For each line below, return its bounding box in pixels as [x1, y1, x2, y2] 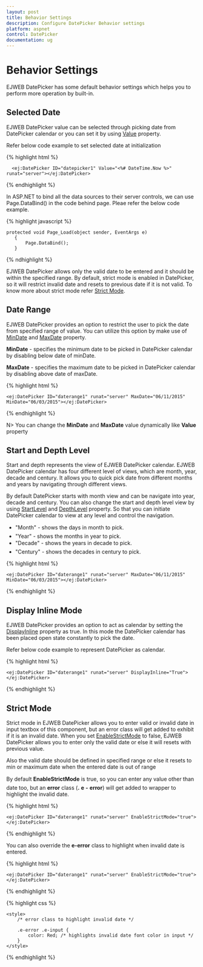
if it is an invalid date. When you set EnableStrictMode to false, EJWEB [6, 732, 182, 739]
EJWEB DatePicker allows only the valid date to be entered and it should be [6, 268, 195, 275]
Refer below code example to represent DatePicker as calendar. [6, 646, 165, 653]
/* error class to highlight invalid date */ [17, 917, 135, 923]
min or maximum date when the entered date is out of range [6, 763, 156, 770]
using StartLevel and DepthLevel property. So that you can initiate [6, 505, 171, 513]
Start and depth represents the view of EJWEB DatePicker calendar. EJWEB [6, 461, 195, 469]
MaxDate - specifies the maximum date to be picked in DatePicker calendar [6, 364, 196, 371]
